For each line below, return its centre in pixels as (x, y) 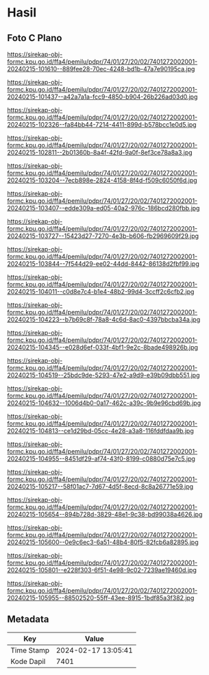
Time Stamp (30, 650)
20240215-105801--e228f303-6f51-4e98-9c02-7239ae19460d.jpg (102, 570)
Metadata (28, 619)
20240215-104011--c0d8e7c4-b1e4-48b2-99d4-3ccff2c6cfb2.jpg (101, 292)
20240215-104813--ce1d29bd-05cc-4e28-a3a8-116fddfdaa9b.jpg (100, 431)
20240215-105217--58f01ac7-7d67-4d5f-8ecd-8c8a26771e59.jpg (100, 487)
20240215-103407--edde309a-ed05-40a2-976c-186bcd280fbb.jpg (103, 208)
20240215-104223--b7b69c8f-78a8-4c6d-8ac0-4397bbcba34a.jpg (104, 319)
